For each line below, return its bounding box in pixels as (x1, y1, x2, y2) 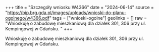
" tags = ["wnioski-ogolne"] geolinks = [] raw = (49, 15, 147, 21)
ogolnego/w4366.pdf (5, 15, 49, 21)
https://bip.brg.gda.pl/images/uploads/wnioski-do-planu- (7, 10, 127, 16)
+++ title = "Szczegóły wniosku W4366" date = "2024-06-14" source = (5, 5, 154, 10)
